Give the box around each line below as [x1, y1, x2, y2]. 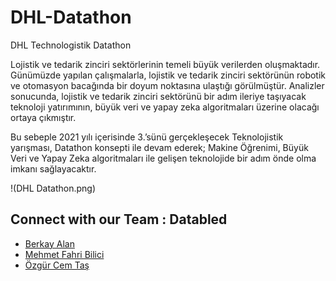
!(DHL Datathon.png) [10, 182, 97, 194]
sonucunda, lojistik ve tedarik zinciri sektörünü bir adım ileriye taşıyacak [10, 90, 307, 102]
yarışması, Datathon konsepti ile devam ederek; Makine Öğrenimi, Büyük [10, 141, 309, 153]
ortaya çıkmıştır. [10, 111, 77, 123]
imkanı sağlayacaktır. [10, 162, 97, 175]
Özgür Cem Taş [24, 259, 90, 271]
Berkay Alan [24, 237, 75, 250]
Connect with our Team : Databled [10, 211, 228, 228]
